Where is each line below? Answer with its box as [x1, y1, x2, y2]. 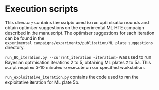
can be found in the [5, 35, 45, 41]
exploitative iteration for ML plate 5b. [5, 79, 80, 85]
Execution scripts [5, 3, 79, 15]
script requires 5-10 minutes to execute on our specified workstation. [5, 65, 145, 70]
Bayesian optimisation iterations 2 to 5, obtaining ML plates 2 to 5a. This [5, 59, 151, 65]
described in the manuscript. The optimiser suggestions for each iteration [5, 30, 155, 36]
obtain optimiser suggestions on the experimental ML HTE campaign [5, 24, 144, 30]
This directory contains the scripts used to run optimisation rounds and [5, 20, 149, 25]
